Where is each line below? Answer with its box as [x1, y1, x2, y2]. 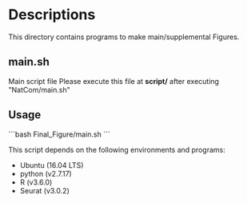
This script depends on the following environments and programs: [8, 145, 225, 154]
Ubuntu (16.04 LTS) [19, 160, 84, 169]
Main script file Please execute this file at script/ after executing [8, 76, 220, 86]
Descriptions [8, 6, 96, 24]
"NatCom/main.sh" [8, 85, 70, 94]
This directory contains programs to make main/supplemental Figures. [8, 32, 240, 42]
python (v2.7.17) [19, 169, 72, 178]
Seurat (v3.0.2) [19, 185, 70, 195]
